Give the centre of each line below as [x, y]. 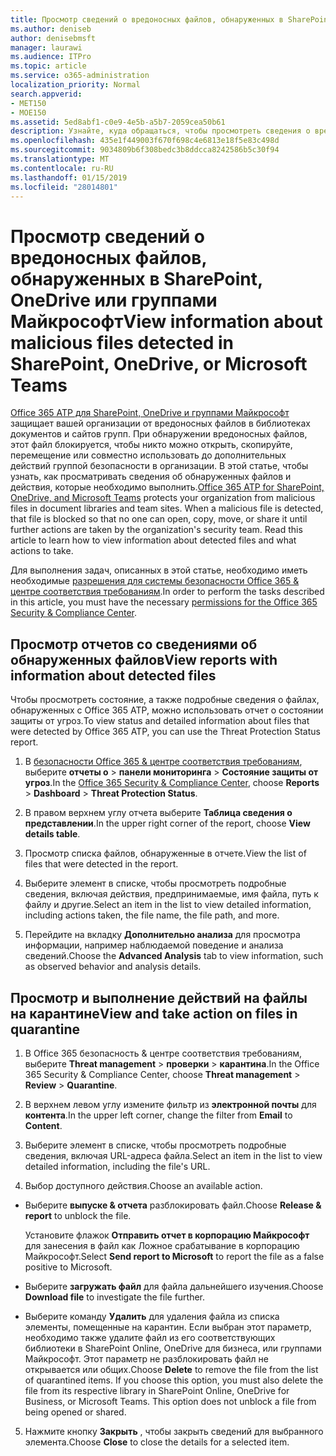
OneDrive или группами [114, 300]
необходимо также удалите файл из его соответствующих [150, 1337]
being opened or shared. [75, 1412]
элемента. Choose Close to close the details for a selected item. [157, 1442]
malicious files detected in [122, 342]
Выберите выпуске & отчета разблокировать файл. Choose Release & [173, 1205]
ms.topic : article [48, 66]
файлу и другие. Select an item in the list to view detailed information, [168, 905]
